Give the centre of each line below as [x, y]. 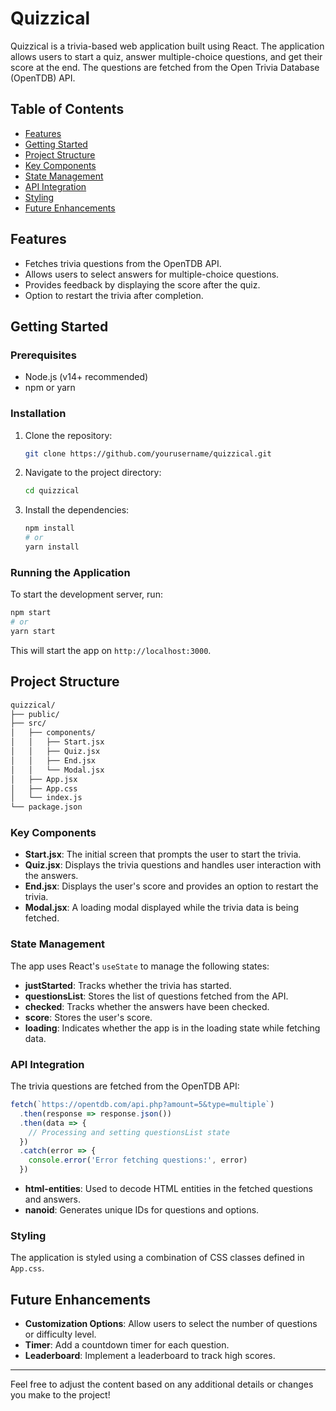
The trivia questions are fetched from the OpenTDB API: [125, 1086]
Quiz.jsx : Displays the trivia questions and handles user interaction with [173, 865]
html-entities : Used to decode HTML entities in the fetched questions [168, 1189]
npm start [31, 613]
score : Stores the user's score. [88, 1017]
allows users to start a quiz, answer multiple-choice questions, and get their [166, 56]
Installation [38, 414]
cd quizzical [52, 491]
